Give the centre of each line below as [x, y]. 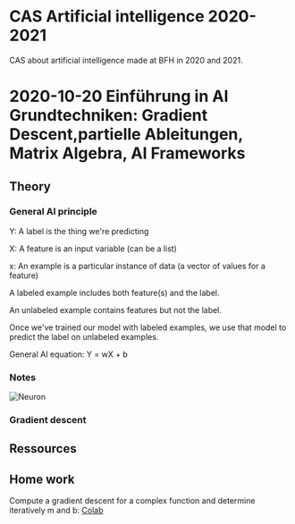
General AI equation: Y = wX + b [68, 354]
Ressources [43, 449]
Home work [42, 479]
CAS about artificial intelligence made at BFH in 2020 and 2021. [126, 60]
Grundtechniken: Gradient [109, 116]
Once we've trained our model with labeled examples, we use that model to [148, 327]
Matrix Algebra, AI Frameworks [127, 153]
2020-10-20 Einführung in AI [119, 97]
